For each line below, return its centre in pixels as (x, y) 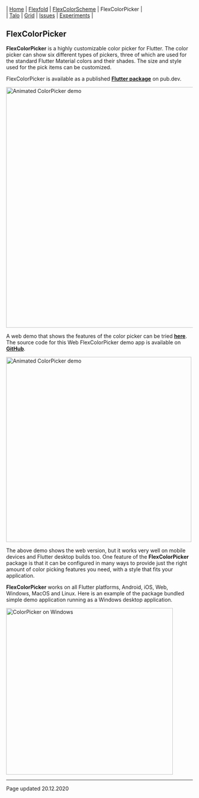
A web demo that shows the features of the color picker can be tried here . (97, 336)
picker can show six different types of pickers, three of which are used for (97, 55)
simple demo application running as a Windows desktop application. (89, 600)
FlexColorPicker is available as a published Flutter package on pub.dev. (94, 78)
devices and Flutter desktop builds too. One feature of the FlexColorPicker (97, 556)
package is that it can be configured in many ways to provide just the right (97, 563)
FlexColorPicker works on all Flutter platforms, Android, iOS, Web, (87, 587)
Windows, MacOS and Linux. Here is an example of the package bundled (95, 593)
